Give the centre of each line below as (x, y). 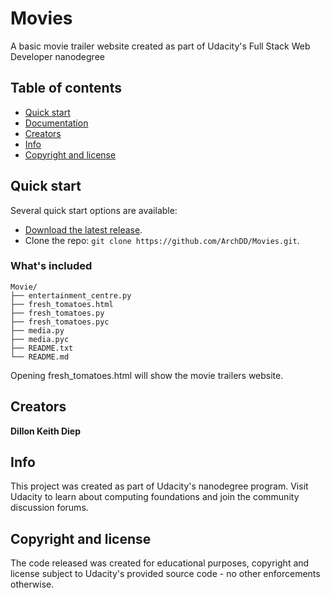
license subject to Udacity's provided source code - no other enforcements (165, 574)
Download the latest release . (83, 229)
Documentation (56, 123)
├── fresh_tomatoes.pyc (60, 322)
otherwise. (32, 584)
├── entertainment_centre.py (71, 295)
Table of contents (66, 88)
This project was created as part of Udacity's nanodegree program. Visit (159, 486)
